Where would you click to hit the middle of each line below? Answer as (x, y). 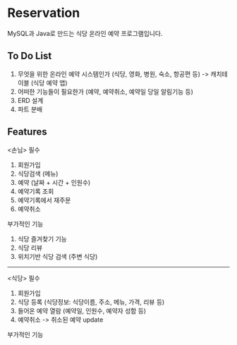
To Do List (30, 56)
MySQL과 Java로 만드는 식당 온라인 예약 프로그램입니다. (85, 33)
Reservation (44, 13)
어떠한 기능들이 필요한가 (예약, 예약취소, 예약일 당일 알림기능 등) (105, 91)
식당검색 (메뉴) (38, 174)
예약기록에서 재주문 (44, 200)
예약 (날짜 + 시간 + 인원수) (54, 182)
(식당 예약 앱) (49, 83)
